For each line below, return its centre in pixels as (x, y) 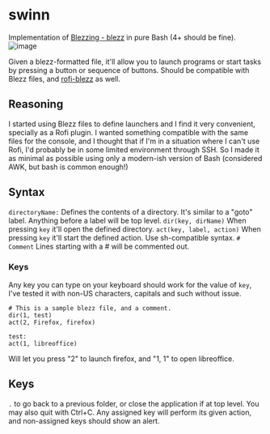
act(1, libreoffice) (43, 343)
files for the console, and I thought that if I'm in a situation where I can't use (134, 141)
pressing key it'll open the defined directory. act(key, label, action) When (135, 229)
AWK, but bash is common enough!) (68, 167)
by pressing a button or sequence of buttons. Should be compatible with (129, 70)
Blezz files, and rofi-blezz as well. (65, 79)
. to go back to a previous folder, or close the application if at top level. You (134, 403)
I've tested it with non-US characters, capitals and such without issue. (125, 293)
